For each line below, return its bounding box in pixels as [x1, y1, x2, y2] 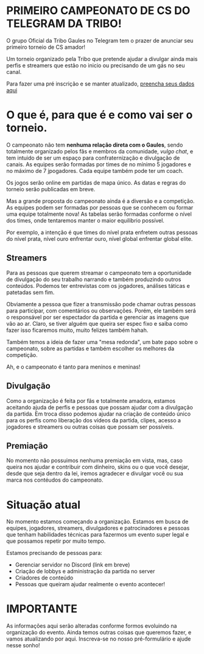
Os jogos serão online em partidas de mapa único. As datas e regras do [6, 178, 186, 186]
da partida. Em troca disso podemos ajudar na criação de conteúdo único [6, 410, 191, 417]
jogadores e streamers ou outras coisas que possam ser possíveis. [6, 423, 174, 430]
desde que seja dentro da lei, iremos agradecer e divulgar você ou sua [6, 470, 184, 477]
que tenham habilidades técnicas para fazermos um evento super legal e [6, 531, 189, 538]
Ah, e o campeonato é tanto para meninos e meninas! [6, 363, 141, 370]
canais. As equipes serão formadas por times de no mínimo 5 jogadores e [6, 160, 192, 168]
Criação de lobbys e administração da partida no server [15, 568, 155, 575]
